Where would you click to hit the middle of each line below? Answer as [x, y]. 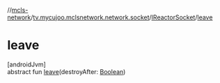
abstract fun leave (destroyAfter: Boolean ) [66, 71]
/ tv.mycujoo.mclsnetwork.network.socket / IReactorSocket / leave [122, 17]
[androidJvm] [27, 64]
